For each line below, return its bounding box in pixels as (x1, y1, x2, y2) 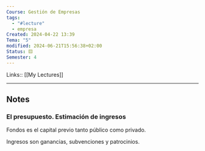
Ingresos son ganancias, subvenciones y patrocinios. (6, 138, 140, 146)
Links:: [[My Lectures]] (6, 71, 64, 78)
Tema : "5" (6, 37, 32, 43)
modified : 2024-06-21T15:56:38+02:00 (6, 43, 103, 49)
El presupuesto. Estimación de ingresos (6, 112, 126, 121)
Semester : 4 (6, 54, 37, 60)
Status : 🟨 (6, 49, 34, 55)
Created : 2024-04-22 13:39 (6, 32, 75, 38)
